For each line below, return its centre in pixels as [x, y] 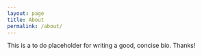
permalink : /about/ [35, 26]
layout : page [26, 13]
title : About [26, 20]
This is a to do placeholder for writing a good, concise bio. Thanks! [101, 46]
